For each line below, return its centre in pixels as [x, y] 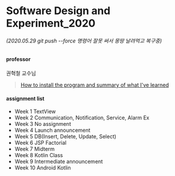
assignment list [25, 98]
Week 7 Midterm [34, 149]
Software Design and [58, 11]
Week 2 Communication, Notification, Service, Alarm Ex [82, 118]
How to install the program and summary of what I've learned [95, 85]
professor [18, 59]
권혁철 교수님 [21, 73]
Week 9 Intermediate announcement [59, 162]
